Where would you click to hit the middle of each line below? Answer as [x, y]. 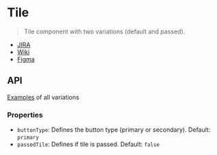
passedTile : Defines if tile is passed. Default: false [88, 144]
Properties [25, 115]
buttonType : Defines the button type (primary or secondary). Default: [114, 130]
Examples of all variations [43, 97]
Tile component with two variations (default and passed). [104, 31]
